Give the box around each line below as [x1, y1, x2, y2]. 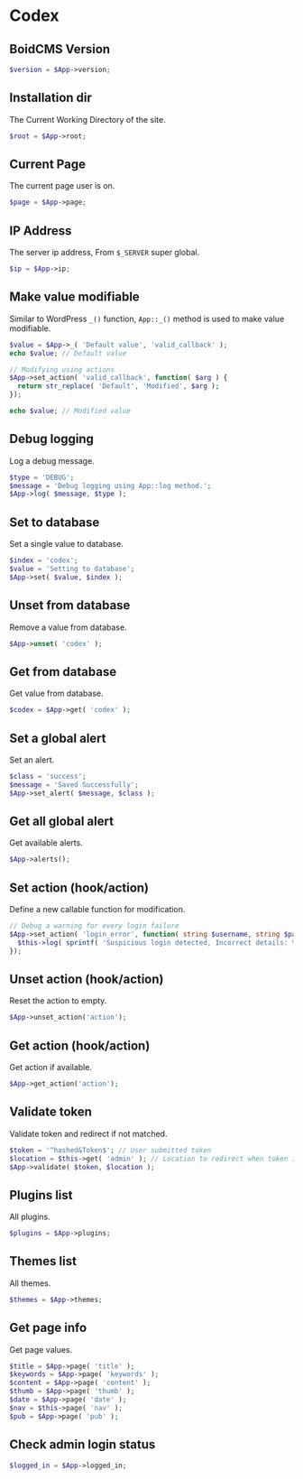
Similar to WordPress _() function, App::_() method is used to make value [9, 313, 285, 324]
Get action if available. [9, 1062, 93, 1073]
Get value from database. [9, 688, 104, 699]
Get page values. [9, 1344, 73, 1354]
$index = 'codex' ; [9, 556, 78, 565]
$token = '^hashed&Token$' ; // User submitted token [9, 1145, 212, 1155]
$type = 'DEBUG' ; [9, 473, 75, 482]
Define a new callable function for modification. [9, 904, 186, 915]
